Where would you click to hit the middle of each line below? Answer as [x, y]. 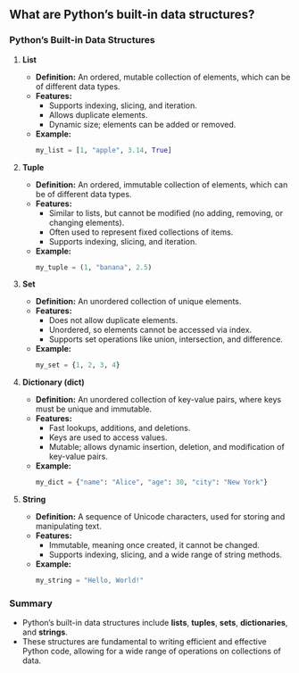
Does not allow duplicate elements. [113, 320]
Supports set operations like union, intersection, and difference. [166, 339]
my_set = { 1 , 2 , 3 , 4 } [78, 365]
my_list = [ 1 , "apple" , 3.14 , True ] [104, 150]
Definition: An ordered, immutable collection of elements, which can [162, 184]
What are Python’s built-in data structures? [132, 15]
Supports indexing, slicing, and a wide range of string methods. [166, 555]
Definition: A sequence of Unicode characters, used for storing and [160, 517]
